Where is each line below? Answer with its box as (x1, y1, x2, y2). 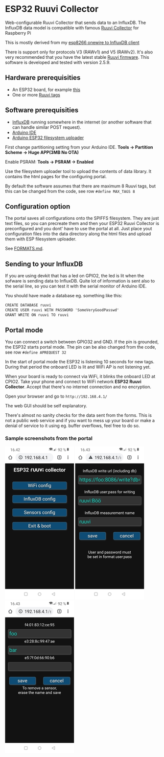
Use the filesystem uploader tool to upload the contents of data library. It (5, 168, 152, 174)
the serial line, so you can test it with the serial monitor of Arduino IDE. (5, 283, 147, 289)
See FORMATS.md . (5, 246, 44, 252)
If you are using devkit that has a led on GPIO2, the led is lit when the (5, 273, 144, 279)
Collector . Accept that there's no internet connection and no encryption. (5, 384, 152, 390)
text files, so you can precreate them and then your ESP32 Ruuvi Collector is (5, 220, 160, 226)
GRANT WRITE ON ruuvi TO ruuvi (5, 312, 69, 318)
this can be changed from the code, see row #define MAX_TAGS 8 (5, 188, 136, 194)
